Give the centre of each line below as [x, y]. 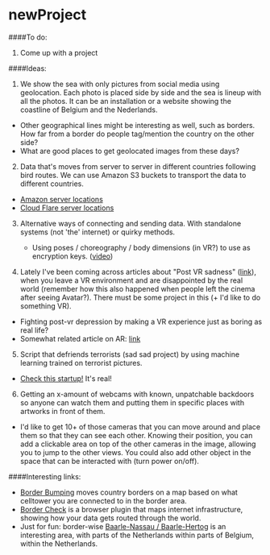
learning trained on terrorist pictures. [81, 362]
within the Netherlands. [59, 543]
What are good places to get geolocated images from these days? [130, 151]
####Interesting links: [45, 476]
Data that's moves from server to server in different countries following [138, 166]
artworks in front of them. [62, 411]
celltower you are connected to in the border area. [103, 500]
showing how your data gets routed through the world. [110, 518]
